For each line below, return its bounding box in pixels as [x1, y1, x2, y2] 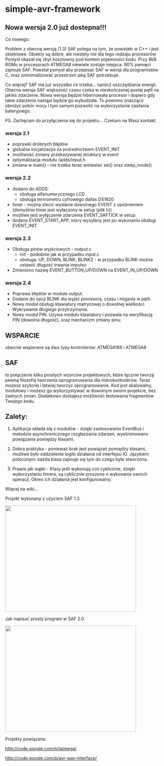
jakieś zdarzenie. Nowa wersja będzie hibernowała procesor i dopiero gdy [5, 92, 156, 98]
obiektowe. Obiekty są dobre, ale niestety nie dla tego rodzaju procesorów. [5, 51, 157, 57]
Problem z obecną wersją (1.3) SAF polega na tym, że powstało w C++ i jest [5, 46, 159, 51]
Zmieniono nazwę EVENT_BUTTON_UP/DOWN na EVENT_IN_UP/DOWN [12, 267, 159, 273]
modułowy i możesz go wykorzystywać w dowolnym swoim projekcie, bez [5, 387, 156, 394]
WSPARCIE [5, 331, 39, 340]
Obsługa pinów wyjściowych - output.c [12, 246, 92, 252]
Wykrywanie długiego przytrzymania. [12, 307, 89, 313]
